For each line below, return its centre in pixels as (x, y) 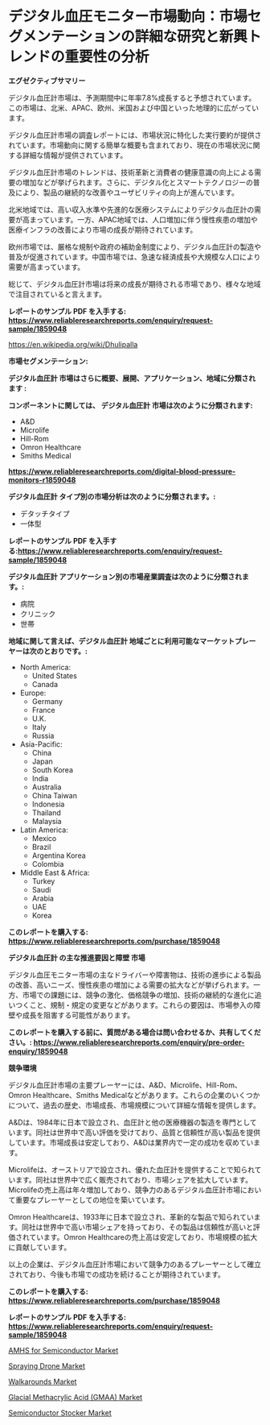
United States (55, 675)
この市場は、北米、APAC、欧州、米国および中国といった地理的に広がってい (134, 108)
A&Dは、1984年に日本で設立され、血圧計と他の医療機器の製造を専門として (133, 1122)
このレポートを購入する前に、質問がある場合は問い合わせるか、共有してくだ (135, 1032)
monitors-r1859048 (42, 479)
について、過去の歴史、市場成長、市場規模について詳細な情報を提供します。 (135, 1105)
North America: (45, 667)
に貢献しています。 (40, 1247)
